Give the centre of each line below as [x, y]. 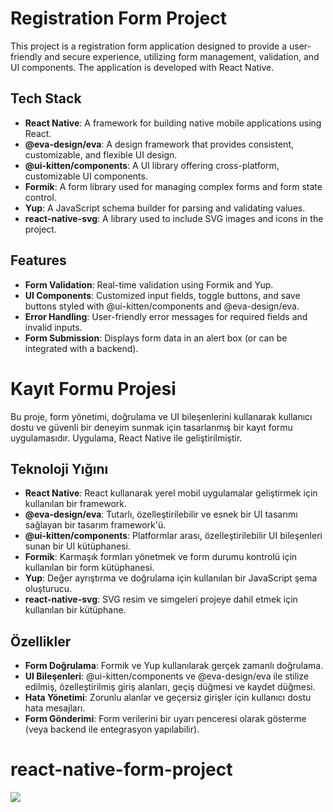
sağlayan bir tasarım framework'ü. [95, 525]
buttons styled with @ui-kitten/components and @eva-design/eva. [162, 306]
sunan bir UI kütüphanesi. [77, 546]
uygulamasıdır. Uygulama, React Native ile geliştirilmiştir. [126, 438]
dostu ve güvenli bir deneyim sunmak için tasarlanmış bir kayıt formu [151, 427]
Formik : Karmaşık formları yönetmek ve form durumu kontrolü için [161, 557]
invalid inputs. [53, 327]
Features [38, 260]
